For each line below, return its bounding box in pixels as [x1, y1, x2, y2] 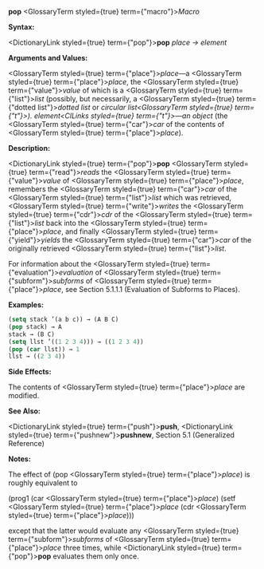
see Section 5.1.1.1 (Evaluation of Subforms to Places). [64, 285, 240, 294]
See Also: [8, 406, 41, 416]
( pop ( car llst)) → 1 [8, 345, 80, 354]
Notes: [8, 454, 32, 464]
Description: [8, 144, 50, 152]
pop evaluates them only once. [37, 551, 139, 561]
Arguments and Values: [8, 53, 88, 62]
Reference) [8, 439, 45, 448]
